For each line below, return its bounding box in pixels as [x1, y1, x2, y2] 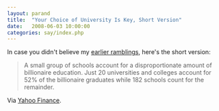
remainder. [23, 83, 55, 91]
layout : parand [7, 10, 51, 17]
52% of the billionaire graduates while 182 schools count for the [23, 76, 204, 84]
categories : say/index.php [7, 29, 84, 36]
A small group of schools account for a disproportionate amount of [23, 61, 212, 69]
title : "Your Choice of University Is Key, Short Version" [7, 16, 183, 23]
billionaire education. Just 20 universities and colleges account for [23, 69, 212, 77]
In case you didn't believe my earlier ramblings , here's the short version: [7, 48, 211, 56]
